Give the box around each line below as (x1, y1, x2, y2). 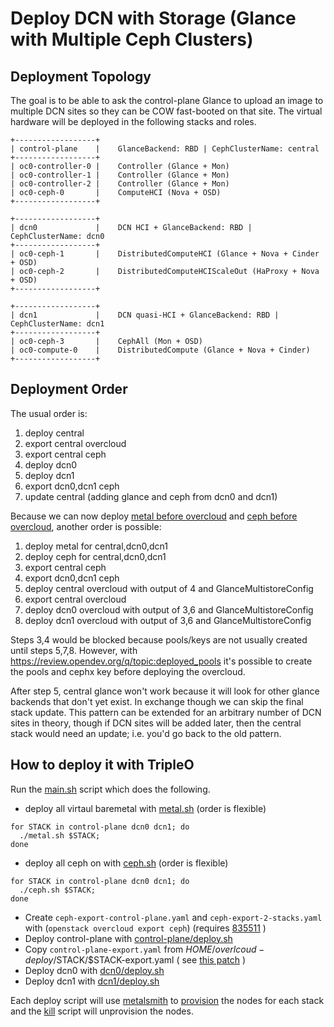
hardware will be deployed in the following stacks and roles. (10, 116, 257, 127)
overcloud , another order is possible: (10, 520, 162, 532)
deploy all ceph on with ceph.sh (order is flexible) (24, 857, 229, 869)
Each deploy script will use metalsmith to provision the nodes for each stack (10, 994, 325, 1006)
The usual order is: (10, 407, 88, 419)
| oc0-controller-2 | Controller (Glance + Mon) (10, 179, 230, 189)
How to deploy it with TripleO (10, 757, 195, 774)
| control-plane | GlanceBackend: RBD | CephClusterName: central (10, 144, 320, 154)
